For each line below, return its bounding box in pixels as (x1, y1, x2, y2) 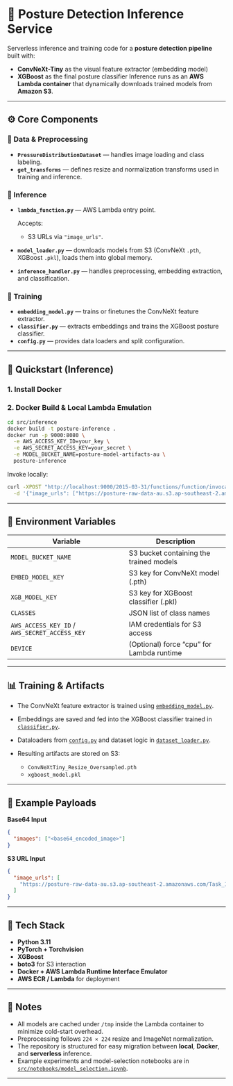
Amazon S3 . (17, 87, 53, 95)
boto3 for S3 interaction (17, 960, 87, 968)
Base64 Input (7, 816, 47, 824)
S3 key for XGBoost (128, 588, 193, 598)
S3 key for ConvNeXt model (128, 568, 220, 577)
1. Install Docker (7, 384, 62, 394)
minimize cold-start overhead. (17, 1027, 104, 1035)
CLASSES (10, 609, 36, 617)
